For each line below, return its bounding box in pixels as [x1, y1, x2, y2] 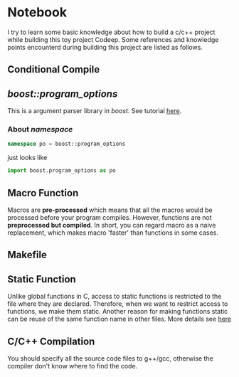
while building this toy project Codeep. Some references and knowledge [7, 35, 219, 43]
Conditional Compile [7, 63, 100, 75]
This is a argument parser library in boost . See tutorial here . [7, 107, 182, 115]
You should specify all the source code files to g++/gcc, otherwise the [7, 354, 213, 363]
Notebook [7, 4, 68, 21]
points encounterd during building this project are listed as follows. [7, 43, 203, 51]
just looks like [7, 154, 48, 162]
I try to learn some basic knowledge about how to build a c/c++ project [7, 28, 216, 36]
